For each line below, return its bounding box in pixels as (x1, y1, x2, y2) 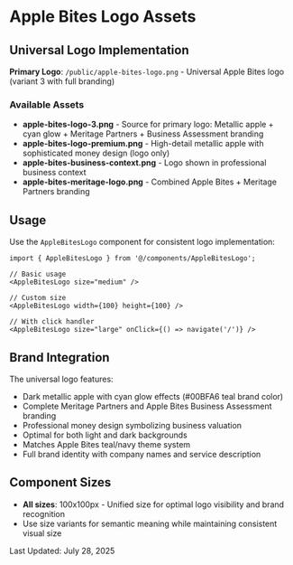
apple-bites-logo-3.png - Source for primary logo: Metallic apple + (22, 119, 274, 130)
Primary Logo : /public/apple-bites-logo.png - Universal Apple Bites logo (9, 66, 285, 77)
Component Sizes (9, 475, 112, 490)
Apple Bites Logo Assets (9, 6, 197, 27)
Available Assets (9, 98, 85, 110)
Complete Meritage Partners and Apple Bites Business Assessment (22, 400, 272, 411)
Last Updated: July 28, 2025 (9, 545, 115, 556)
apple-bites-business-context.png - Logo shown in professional (22, 157, 267, 168)
